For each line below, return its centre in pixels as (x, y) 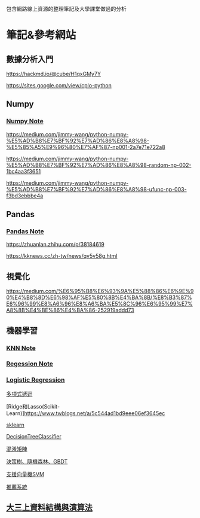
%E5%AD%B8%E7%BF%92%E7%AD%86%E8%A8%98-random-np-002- (99, 165)
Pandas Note (25, 231)
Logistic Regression (36, 380)
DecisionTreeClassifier (34, 436)
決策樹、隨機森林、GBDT (37, 461)
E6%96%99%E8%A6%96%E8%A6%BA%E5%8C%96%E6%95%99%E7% (99, 304)
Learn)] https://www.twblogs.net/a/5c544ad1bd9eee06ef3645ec (86, 413)
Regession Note (30, 364)
